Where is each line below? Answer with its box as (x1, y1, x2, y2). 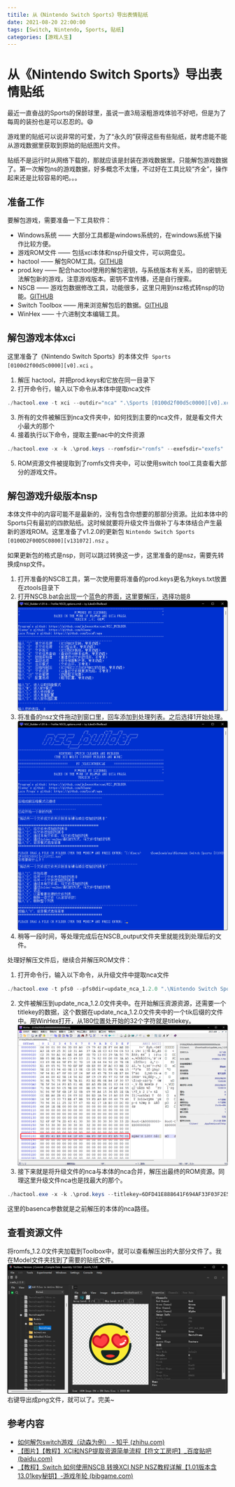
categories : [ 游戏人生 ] (7, 34, 72, 41)
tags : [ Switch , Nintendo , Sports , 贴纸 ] (7, 26, 124, 33)
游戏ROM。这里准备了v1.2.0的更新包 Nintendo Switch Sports (19, 528, 195, 536)
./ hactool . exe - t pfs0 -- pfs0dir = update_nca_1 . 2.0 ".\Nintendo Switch (7, 985, 218, 993)
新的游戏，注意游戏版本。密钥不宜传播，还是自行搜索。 (36, 275, 196, 283)
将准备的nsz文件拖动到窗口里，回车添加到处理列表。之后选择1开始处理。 (17, 712, 227, 721)
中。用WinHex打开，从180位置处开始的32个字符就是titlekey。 (17, 1017, 195, 1025)
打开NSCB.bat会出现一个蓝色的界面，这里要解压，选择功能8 (17, 592, 191, 601)
